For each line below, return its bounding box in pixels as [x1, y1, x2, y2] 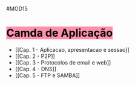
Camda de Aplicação [6, 27, 113, 40]
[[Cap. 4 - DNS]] [15, 65, 56, 72]
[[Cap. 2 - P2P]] [15, 52, 56, 60]
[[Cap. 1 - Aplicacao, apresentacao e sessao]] [15, 46, 130, 53]
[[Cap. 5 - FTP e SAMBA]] [15, 72, 80, 79]
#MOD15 [6, 5, 28, 12]
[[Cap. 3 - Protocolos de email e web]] [15, 58, 111, 66]
